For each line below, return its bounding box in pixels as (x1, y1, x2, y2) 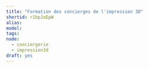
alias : (6, 20, 22, 25)
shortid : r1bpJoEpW (6, 14, 54, 20)
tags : (6, 31, 19, 37)
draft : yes (6, 53, 33, 59)
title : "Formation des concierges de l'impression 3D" (6, 8, 144, 15)
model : (6, 25, 22, 31)
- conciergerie (11, 42, 49, 48)
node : (6, 36, 19, 42)
